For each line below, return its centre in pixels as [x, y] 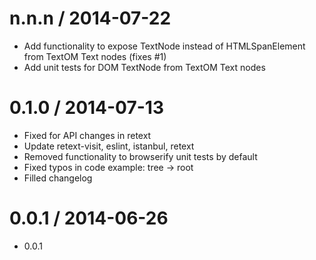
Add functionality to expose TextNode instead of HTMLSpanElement [164, 46]
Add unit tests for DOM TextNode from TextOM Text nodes [144, 67]
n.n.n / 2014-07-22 [90, 18]
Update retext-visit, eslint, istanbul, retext [109, 146]
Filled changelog [58, 178]
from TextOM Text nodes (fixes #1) [95, 56]
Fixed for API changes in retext [87, 135]
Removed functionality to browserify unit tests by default [140, 156]
